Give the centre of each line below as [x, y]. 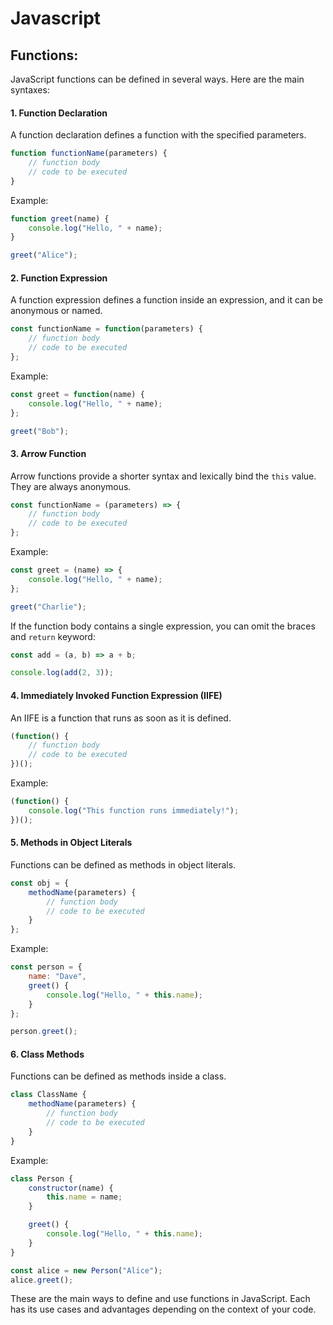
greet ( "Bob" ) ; [40, 431]
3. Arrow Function [48, 453]
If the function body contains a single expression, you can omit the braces [163, 626]
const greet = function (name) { [77, 394]
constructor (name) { [71, 1188]
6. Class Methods [47, 1054]
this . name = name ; [84, 1197]
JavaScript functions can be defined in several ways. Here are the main [157, 79]
